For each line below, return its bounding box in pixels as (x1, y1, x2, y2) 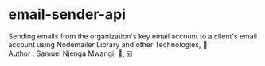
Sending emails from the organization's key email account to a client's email (8, 31, 257, 41)
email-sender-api (8, 5, 126, 24)
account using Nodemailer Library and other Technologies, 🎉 (8, 39, 208, 49)
